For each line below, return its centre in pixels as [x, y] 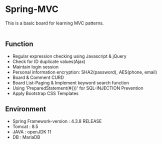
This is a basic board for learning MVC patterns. [54, 23]
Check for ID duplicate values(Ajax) [49, 61]
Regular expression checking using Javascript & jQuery [69, 56]
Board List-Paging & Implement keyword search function [70, 82]
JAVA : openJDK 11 [32, 131]
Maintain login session [35, 66]
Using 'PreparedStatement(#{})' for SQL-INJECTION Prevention [78, 88]
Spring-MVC [32, 9]
